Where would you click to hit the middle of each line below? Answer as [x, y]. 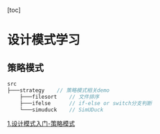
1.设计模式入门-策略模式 [41, 124]
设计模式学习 [44, 40]
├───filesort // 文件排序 [60, 97]
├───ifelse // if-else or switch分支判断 [86, 103]
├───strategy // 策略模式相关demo [59, 90]
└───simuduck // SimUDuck [62, 110]
